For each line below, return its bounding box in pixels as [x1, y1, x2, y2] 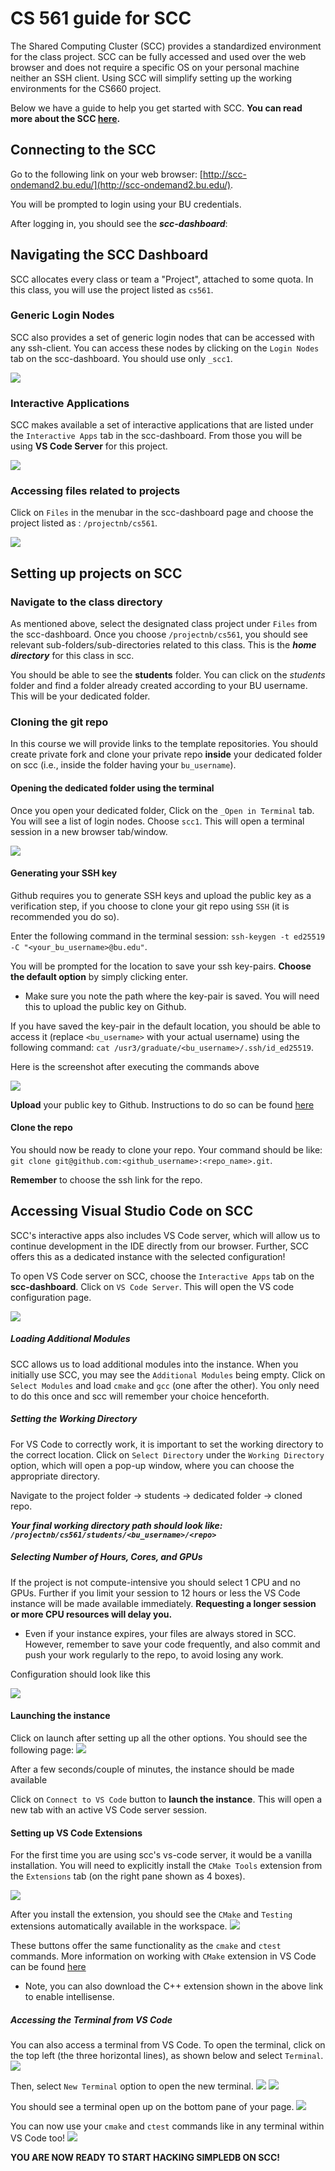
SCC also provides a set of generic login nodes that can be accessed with [10, 331, 315, 343]
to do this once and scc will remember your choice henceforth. [10, 1390, 270, 1402]
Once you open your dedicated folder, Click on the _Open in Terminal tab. [10, 804, 315, 816]
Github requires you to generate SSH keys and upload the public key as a [10, 889, 312, 901]
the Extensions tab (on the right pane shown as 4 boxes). [10, 1870, 246, 1882]
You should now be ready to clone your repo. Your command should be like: [10, 1144, 323, 1156]
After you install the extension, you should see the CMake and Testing [10, 1908, 293, 1921]
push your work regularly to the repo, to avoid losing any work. [24, 1648, 284, 1661]
